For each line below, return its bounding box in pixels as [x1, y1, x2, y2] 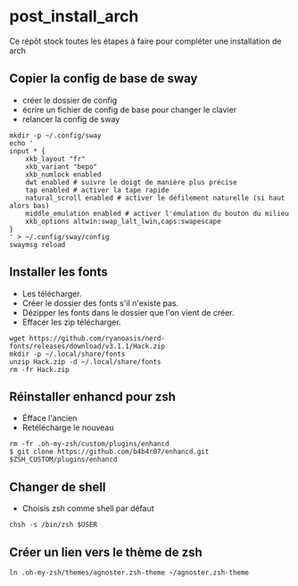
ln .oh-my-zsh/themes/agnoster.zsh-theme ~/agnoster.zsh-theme [9, 568, 250, 577]
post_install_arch [9, 6, 139, 27]
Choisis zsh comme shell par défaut [21, 503, 154, 514]
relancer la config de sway [21, 113, 120, 124]
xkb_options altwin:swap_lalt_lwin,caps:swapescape [25, 217, 221, 226]
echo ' [9, 138, 34, 148]
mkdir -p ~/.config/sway [9, 131, 102, 140]
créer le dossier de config [21, 95, 118, 105]
